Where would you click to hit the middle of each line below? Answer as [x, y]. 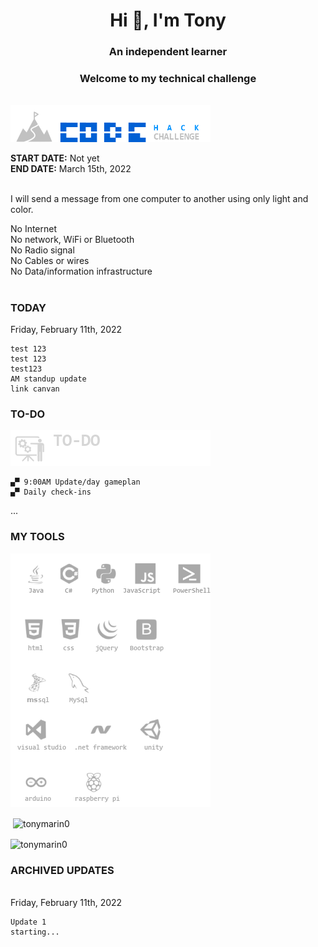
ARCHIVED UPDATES [62, 870]
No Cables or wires [50, 261]
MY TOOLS [37, 537]
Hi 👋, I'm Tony [168, 20]
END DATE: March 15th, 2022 [71, 169]
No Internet [34, 229]
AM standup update [48, 379]
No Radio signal [42, 250]
